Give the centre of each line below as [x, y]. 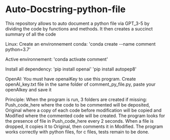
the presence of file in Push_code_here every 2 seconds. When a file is [79, 121]
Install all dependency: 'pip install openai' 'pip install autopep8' [71, 69]
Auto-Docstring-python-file [65, 9]
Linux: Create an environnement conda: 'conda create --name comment [80, 44]
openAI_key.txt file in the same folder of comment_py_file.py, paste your [80, 84]
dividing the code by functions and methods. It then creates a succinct [79, 28]
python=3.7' [18, 49]
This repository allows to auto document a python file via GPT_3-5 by [77, 23]
